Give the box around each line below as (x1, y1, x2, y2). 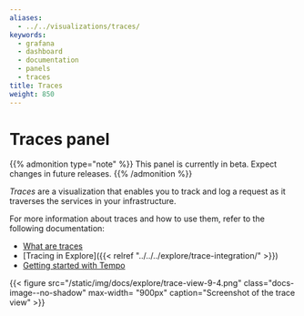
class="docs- (243, 278, 295, 289)
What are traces (22, 240, 84, 251)
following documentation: (9, 223, 105, 234)
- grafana (17, 38, 55, 48)
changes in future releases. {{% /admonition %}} (9, 168, 193, 179)
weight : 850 (9, 89, 55, 98)
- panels (17, 65, 51, 74)
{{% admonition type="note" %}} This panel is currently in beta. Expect (9, 158, 278, 169)
